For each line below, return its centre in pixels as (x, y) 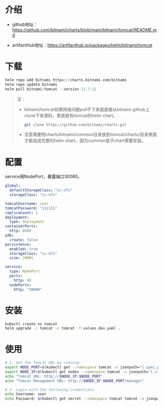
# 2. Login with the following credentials (50, 390)
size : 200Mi (22, 258)
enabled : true (24, 249)
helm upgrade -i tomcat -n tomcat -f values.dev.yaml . (63, 329)
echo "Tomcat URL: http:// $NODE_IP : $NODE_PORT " (54, 376)
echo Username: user (26, 394)
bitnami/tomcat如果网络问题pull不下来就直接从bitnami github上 (87, 109)
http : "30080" (28, 290)
